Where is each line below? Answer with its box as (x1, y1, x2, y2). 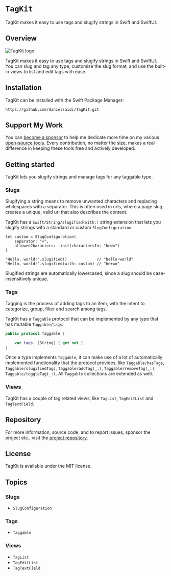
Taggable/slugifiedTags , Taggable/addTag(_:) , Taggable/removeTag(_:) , (5, 365, 156, 371)
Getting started (5, 160, 55, 169)
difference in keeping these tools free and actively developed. (5, 145, 135, 151)
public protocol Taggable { (5, 331, 65, 336)
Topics (5, 478, 28, 486)
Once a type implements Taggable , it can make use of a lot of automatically (5, 354, 163, 361)
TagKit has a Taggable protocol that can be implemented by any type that (5, 315, 159, 322)
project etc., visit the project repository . (5, 434, 88, 441)
